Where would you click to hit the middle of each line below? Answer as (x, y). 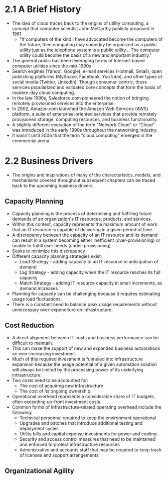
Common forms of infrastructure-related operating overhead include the (87, 407)
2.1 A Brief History (43, 9)
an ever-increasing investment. (44, 353)
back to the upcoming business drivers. (53, 185)
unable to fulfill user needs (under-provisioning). (62, 245)
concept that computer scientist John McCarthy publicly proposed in (83, 28)
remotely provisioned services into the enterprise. (63, 103)
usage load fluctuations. (37, 299)
